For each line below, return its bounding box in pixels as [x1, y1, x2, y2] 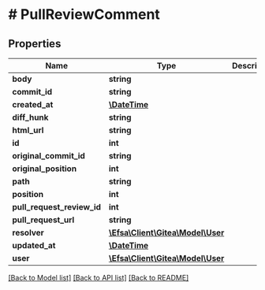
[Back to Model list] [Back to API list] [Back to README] [8, 273, 189, 282]
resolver [12, 227, 45, 238]
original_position [12, 163, 77, 174]
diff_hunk [12, 112, 49, 123]
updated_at [12, 240, 56, 251]
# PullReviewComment [8, 6, 160, 24]
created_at [12, 99, 54, 110]
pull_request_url [12, 214, 75, 225]
